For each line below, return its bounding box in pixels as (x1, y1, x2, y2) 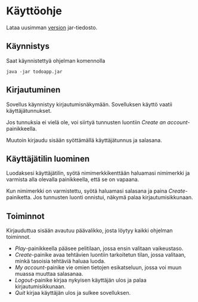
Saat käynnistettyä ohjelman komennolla (6, 57, 106, 64)
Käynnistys (6, 41, 49, 51)
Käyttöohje (6, 4, 63, 18)
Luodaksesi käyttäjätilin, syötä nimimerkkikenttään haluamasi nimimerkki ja (6, 170, 190, 177)
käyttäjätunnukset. (6, 107, 52, 114)
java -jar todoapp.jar (6, 69, 63, 75)
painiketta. (6, 194, 32, 201)
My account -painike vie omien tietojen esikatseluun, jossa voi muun (14, 264, 182, 271)
